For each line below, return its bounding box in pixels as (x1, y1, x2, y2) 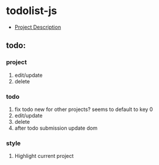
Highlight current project (14, 153, 74, 160)
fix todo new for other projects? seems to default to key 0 (14, 106, 153, 113)
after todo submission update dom (14, 124, 98, 132)
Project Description (14, 23, 61, 31)
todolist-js (6, 4, 57, 18)
